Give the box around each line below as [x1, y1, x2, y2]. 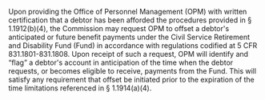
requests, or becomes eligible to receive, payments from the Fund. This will [8, 66, 257, 75]
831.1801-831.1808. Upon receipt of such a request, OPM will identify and [8, 50, 249, 58]
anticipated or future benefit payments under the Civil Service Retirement [8, 32, 251, 42]
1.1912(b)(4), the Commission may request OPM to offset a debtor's [8, 24, 230, 33]
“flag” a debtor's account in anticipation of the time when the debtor [8, 58, 234, 67]
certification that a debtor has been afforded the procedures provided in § [8, 15, 252, 25]
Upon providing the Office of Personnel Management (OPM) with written [8, 7, 247, 16]
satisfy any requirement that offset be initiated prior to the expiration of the [8, 75, 255, 84]
